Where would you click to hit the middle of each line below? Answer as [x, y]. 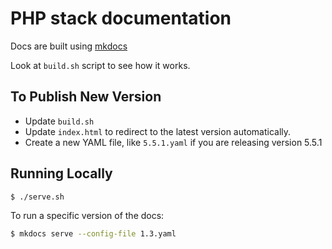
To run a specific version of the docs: [87, 216]
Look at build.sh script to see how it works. [100, 65]
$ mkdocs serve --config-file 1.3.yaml [93, 234]
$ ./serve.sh [37, 197]
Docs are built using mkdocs [69, 46]
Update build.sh [59, 121]
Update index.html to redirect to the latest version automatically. [158, 131]
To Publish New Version [86, 97]
